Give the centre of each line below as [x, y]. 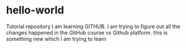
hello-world [35, 10]
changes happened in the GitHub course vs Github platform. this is [87, 32]
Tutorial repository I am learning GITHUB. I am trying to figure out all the [93, 26]
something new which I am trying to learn [57, 39]
